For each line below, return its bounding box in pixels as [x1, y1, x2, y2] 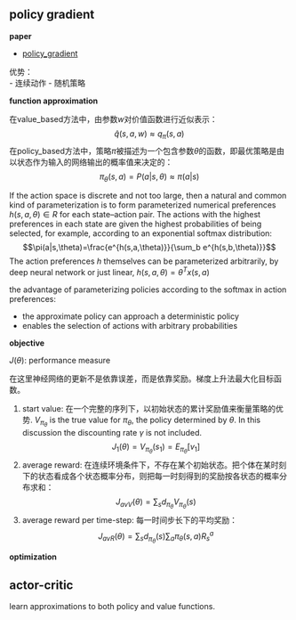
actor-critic [9, 577, 74, 592]
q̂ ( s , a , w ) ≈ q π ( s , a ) [114, 128, 185, 141]
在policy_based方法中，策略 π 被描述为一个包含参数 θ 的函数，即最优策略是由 [9, 145, 284, 156]
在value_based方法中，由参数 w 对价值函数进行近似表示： [9, 113, 218, 124]
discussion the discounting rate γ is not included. [21, 428, 203, 438]
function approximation [9, 95, 99, 106]
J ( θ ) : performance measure [9, 355, 111, 366]
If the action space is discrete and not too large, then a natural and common [9, 191, 287, 201]
